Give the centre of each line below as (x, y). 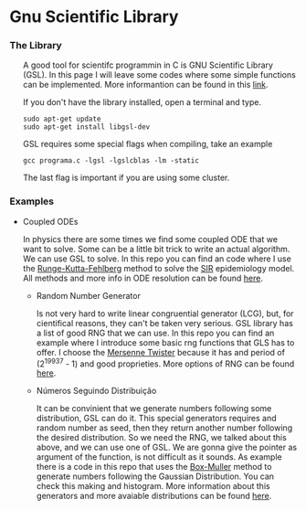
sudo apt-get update (62, 119)
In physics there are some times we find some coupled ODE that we (150, 239)
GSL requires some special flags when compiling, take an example (148, 144)
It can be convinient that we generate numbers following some (154, 409)
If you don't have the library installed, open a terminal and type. (142, 102)
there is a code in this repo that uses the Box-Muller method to (154, 467)
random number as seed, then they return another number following (164, 428)
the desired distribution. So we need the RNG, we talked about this (162, 438)
